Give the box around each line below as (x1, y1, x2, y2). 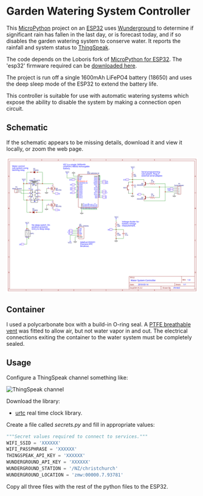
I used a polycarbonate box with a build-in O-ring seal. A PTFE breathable (6, 320, 191, 328)
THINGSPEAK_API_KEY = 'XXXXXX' (6, 453, 86, 459)
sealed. (6, 340, 25, 347)
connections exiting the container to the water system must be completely (6, 333, 193, 341)
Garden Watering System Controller (6, 4, 191, 18)
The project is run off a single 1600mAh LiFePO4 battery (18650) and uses (6, 74, 193, 81)
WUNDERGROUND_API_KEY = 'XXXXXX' (6, 459, 91, 466)
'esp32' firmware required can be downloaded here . (6, 62, 137, 69)
